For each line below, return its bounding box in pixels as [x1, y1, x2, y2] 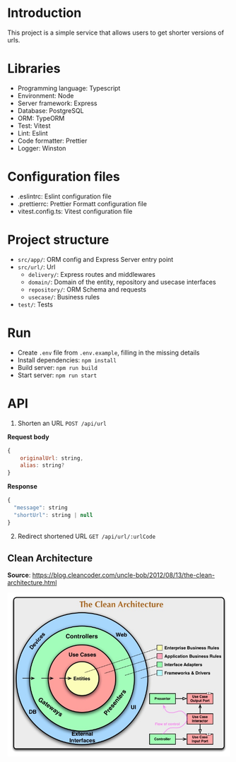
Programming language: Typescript [17, 83, 121, 93]
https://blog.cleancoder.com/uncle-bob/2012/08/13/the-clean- [32, 571, 216, 580]
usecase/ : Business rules [28, 292, 100, 301]
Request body [7, 432, 49, 441]
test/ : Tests [17, 300, 53, 309]
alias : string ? [20, 462, 65, 469]
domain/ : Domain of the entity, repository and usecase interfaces [28, 278, 217, 286]
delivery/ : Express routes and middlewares [28, 270, 155, 278]
